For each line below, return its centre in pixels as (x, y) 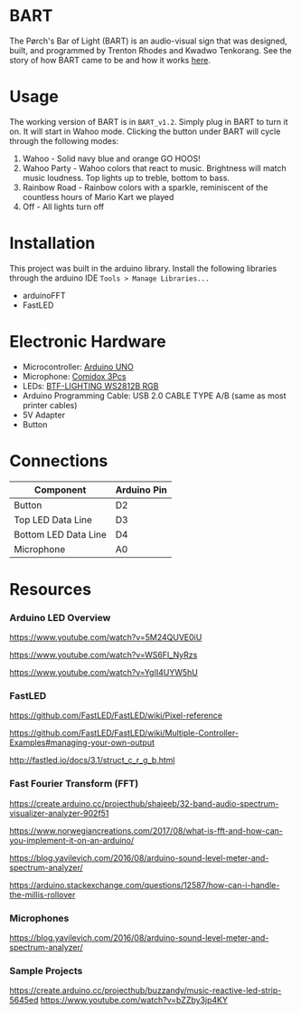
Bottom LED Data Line (60, 534)
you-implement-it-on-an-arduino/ (72, 840)
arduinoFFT (44, 295)
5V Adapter (44, 415)
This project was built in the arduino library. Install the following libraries (143, 268)
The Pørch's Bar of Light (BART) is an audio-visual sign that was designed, (148, 41)
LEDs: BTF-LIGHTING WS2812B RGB (90, 386)
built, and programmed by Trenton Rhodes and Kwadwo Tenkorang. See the (150, 50)
